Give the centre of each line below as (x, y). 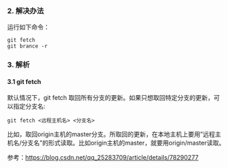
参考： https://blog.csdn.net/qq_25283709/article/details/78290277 (103, 158)
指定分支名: (29, 106)
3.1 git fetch (24, 81)
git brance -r (28, 46)
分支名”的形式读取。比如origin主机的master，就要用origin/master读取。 (123, 143)
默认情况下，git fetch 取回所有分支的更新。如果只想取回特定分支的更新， (111, 98)
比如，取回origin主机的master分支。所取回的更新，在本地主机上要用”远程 (111, 134)
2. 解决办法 (26, 10)
